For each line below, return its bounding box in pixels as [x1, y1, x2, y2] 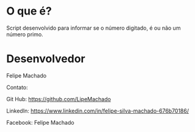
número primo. [6, 30, 44, 38]
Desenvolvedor [6, 52, 85, 66]
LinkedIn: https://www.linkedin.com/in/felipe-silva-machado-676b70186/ [6, 107, 189, 114]
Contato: [6, 84, 29, 91]
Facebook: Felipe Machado [6, 119, 74, 126]
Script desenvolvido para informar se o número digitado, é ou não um [6, 24, 181, 31]
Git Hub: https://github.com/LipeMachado [6, 95, 112, 102]
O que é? [6, 4, 52, 18]
